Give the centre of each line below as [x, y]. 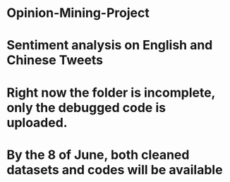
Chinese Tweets [55, 60]
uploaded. [37, 122]
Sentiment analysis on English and [110, 45]
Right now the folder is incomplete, [111, 92]
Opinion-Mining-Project [78, 13]
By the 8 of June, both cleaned [98, 155]
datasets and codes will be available [115, 170]
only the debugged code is [86, 108]
